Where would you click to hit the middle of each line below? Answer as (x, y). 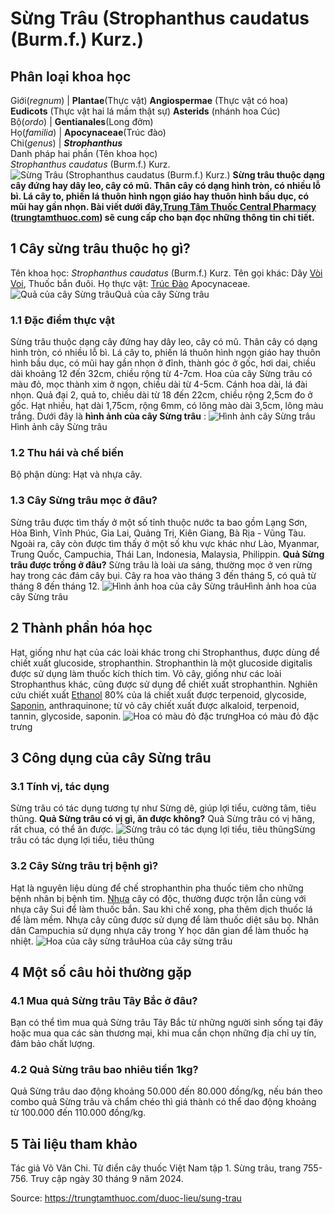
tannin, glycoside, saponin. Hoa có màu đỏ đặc (165, 716)
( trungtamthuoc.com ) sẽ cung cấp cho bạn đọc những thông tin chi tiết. (162, 217)
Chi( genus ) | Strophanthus (66, 143)
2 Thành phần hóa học (81, 628)
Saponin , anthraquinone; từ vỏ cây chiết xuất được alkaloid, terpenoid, (155, 705)
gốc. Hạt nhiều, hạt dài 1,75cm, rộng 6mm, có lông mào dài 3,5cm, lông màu (167, 406)
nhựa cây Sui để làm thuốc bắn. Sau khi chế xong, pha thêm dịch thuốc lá (161, 909)
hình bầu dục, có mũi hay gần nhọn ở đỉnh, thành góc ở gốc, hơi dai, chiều (163, 363)
